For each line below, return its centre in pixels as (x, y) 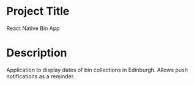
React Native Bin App (33, 28)
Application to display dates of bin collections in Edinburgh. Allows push (97, 70)
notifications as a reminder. (41, 76)
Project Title (38, 11)
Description (37, 53)
